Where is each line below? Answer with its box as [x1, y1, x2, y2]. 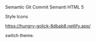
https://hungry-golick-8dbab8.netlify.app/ [5, 23, 91, 29]
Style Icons [5, 14, 28, 19]
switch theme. [5, 33, 34, 38]
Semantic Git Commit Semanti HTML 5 [5, 4, 84, 10]
